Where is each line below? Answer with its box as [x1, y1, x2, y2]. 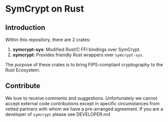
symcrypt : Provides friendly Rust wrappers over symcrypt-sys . [12, 52, 144, 58]
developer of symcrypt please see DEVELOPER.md [5, 111, 111, 117]
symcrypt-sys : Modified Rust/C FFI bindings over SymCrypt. [12, 47, 141, 52]
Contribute [5, 82, 41, 90]
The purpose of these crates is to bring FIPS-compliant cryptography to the [5, 62, 163, 67]
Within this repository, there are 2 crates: [5, 36, 91, 43]
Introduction [5, 23, 46, 32]
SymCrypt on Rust [5, 3, 84, 15]
